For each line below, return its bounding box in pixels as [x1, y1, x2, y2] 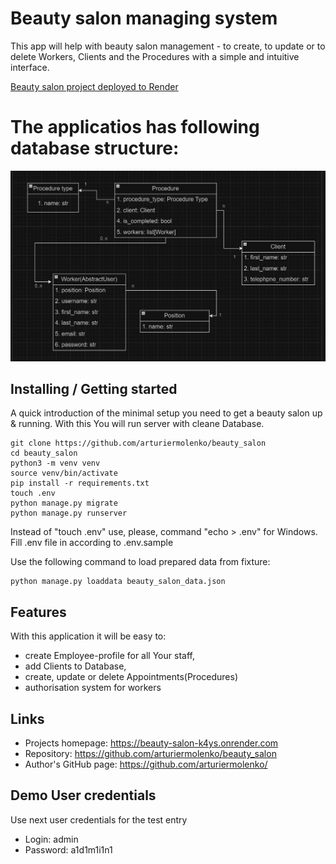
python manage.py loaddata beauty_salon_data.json [10, 577, 226, 587]
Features [10, 603, 67, 621]
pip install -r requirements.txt [10, 478, 150, 489]
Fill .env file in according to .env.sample [10, 537, 174, 549]
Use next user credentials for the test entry [10, 813, 188, 826]
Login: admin [24, 833, 79, 845]
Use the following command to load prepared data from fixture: [10, 556, 271, 568]
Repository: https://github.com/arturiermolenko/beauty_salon [24, 747, 277, 759]
